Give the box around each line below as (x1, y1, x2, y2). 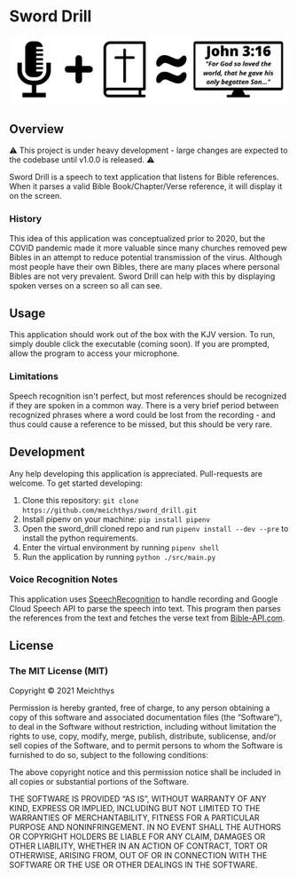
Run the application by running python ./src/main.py (21, 551, 216, 562)
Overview (9, 122, 65, 137)
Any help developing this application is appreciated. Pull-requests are (9, 468, 263, 478)
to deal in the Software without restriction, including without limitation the (9, 721, 277, 731)
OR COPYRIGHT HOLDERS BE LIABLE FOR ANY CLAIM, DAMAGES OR (9, 831, 266, 841)
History (9, 213, 43, 225)
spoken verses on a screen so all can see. (9, 280, 162, 290)
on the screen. (9, 191, 62, 201)
